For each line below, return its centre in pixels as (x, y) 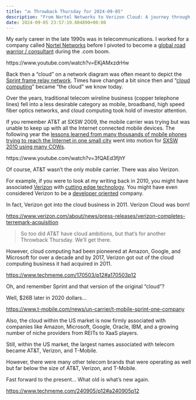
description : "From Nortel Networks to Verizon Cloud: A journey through (98, 17)
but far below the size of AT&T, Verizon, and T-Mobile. (71, 368)
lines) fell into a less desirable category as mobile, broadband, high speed (95, 104)
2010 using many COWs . (36, 147)
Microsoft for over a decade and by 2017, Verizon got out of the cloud (90, 257)
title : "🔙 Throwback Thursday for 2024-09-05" (65, 11)
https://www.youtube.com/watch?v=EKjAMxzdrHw (67, 63)
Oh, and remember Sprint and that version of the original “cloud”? (85, 287)
